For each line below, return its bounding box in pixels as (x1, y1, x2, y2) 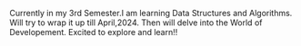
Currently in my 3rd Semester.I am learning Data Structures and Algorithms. (9, 8, 293, 18)
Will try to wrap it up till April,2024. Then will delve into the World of (9, 17, 263, 28)
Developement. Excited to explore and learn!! (9, 27, 178, 37)
